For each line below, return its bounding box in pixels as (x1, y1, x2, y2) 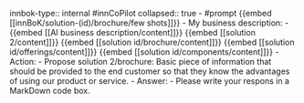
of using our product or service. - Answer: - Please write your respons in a (9, 76, 290, 86)
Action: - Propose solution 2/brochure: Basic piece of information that (9, 57, 272, 67)
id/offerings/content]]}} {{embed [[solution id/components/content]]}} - (9, 46, 279, 57)
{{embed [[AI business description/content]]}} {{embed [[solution (9, 27, 256, 37)
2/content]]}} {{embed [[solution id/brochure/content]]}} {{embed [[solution (9, 36, 295, 47)
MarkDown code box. (9, 86, 90, 96)
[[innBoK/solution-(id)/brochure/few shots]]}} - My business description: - (9, 17, 289, 28)
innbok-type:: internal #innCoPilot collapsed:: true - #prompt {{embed (9, 8, 272, 18)
